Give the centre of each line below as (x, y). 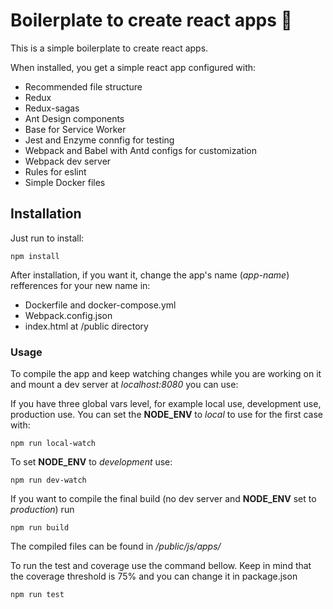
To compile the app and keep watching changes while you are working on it (166, 374)
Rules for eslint (55, 171)
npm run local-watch (53, 444)
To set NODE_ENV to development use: (91, 462)
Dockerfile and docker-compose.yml (100, 305)
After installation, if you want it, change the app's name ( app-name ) (150, 275)
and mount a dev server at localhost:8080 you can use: (124, 385)
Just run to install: (47, 238)
